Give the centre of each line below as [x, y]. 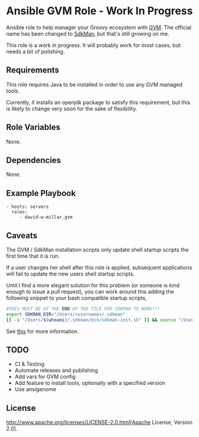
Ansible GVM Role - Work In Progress [99, 11]
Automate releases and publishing [56, 370]
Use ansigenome [35, 389]
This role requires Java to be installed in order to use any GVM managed [94, 84]
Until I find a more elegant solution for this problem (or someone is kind [93, 285]
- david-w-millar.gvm [46, 217]
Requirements [33, 70]
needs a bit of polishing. [36, 51]
